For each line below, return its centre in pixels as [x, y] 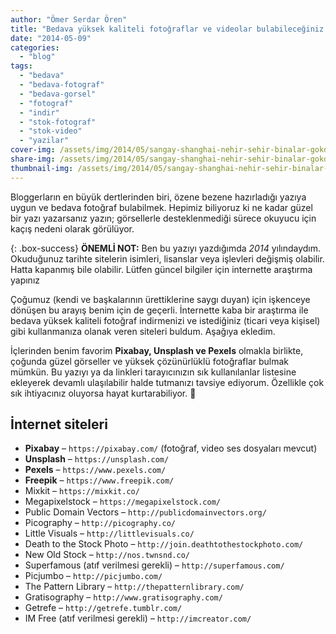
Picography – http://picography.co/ [100, 523]
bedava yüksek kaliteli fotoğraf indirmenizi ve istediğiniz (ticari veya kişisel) [165, 320]
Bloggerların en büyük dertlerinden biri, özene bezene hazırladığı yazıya [158, 197]
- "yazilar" [44, 141]
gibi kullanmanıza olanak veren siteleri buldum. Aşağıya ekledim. [143, 331]
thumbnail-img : [42, 168]
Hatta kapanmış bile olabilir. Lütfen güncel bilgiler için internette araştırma [161, 269]
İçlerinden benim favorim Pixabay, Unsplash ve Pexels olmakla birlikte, [157, 350]
